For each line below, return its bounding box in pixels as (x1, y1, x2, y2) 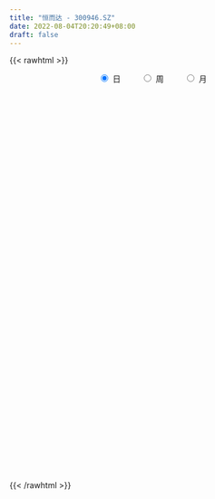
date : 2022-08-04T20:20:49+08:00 (9, 22, 136, 31)
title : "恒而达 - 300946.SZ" (9, 13, 116, 23)
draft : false (9, 30, 59, 39)
